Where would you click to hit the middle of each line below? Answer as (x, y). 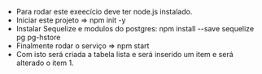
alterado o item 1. (45, 63)
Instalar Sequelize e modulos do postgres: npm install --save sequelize (135, 29)
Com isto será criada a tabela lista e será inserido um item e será (124, 54)
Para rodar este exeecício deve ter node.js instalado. (104, 12)
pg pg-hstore (38, 37)
